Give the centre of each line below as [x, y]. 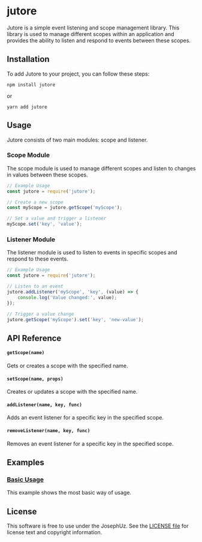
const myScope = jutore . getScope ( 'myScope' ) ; [64, 208]
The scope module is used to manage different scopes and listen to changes [101, 168]
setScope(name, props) [35, 379]
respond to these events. [37, 259]
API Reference [34, 338]
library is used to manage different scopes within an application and [91, 34]
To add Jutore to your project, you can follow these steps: [78, 74]
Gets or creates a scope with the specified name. [67, 366]
